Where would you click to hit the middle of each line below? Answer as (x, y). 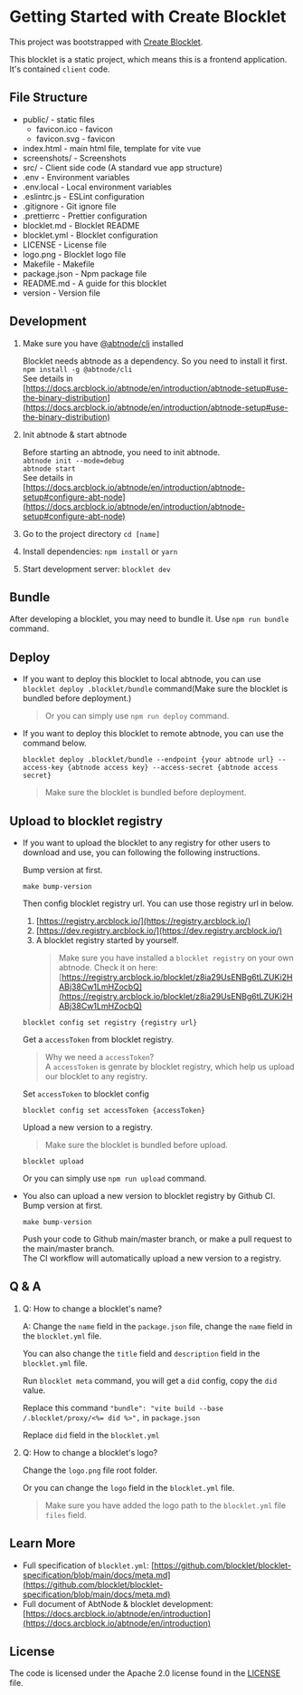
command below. (55, 743)
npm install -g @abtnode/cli (77, 369)
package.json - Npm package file (85, 273)
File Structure (48, 97)
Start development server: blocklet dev (97, 569)
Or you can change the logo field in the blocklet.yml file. (128, 1487)
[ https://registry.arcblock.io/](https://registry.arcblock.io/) (143, 921)
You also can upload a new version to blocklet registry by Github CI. (149, 1196)
